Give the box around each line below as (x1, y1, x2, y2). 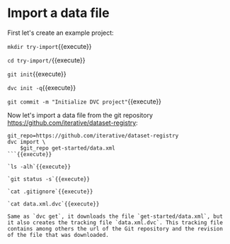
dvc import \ (7, 138, 46, 145)
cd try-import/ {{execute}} (7, 55, 86, 65)
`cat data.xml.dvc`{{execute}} (7, 200, 100, 207)
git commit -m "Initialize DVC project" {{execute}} (7, 97, 161, 106)
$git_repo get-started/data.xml (20, 144, 115, 152)
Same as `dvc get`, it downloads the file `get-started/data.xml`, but (7, 213, 223, 220)
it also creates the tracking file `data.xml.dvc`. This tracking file (7, 218, 223, 226)
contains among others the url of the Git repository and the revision (7, 225, 223, 232)
